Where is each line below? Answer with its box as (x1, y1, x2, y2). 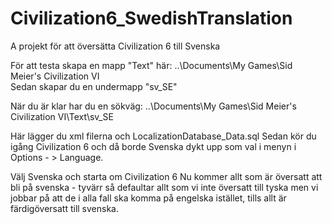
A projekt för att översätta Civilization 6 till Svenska (10, 40, 221, 52)
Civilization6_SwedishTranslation (10, 7, 293, 30)
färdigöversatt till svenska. (10, 202, 119, 214)
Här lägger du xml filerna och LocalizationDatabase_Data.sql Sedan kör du (10, 130, 317, 142)
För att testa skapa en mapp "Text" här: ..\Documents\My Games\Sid (10, 59, 293, 71)
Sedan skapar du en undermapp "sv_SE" (10, 80, 178, 92)
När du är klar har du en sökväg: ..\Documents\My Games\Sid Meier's (10, 100, 297, 112)
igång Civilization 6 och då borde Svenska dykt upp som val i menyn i (10, 140, 297, 152)
